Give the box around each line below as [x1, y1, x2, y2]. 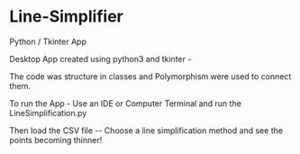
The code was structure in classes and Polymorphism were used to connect [9, 70, 292, 82]
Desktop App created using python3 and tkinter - [9, 53, 192, 64]
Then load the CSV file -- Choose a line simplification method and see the [9, 124, 284, 136]
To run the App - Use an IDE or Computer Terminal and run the [9, 97, 241, 109]
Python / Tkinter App [9, 36, 87, 47]
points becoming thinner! [9, 134, 103, 145]
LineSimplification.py [9, 107, 87, 118]
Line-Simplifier [9, 6, 123, 27]
